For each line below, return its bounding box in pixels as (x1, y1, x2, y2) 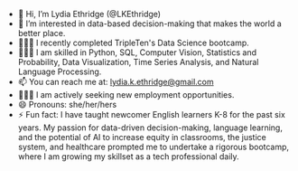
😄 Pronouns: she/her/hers (17, 100, 117, 109)
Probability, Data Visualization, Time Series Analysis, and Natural (17, 57, 259, 67)
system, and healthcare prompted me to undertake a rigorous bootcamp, (17, 141, 290, 152)
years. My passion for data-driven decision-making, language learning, (17, 122, 283, 133)
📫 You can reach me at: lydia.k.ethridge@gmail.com (17, 77, 214, 87)
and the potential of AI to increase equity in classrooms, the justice (17, 132, 266, 142)
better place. (17, 28, 66, 38)
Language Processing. (17, 66, 102, 77)
